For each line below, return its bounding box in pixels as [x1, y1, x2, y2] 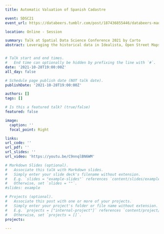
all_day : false [5, 69, 36, 74]
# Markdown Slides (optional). [5, 163, 69, 168]
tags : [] [5, 96, 23, 101]
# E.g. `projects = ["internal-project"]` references [5, 208, 121, 213]
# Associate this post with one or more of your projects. [5, 199, 132, 204]
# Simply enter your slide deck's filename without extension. [5, 172, 141, 177]
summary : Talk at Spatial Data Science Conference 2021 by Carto [5, 38, 141, 43]
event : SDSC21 [5, 16, 34, 21]
